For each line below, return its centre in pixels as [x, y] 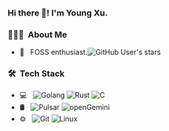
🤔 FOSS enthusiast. [53, 53]
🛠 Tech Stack [36, 74]
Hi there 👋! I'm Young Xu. [58, 13]
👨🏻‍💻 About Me [38, 34]
